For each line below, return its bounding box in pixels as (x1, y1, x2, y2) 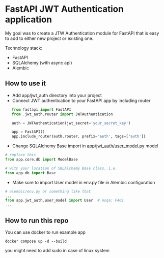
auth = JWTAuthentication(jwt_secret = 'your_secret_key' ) (11, 121, 131, 126)
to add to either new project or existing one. (5, 35, 94, 41)
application (5, 14, 53, 25)
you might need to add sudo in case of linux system (5, 247, 109, 253)
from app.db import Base (5, 170, 56, 175)
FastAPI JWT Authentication (5, 3, 124, 15)
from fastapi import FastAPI (11, 107, 71, 112)
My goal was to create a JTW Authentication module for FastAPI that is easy (5, 30, 160, 36)
